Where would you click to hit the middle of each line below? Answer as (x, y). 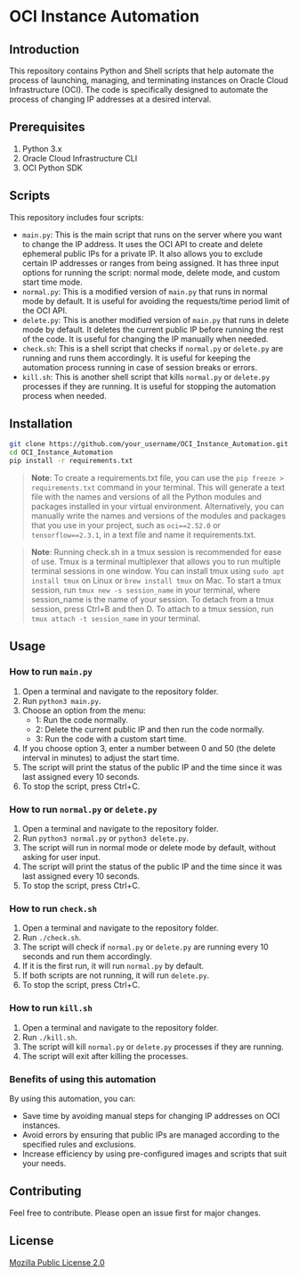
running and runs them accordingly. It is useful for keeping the (136, 358)
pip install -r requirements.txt (71, 461)
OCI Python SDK (52, 168)
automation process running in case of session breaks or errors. (140, 367)
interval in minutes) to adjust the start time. (101, 758)
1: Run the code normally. (82, 719)
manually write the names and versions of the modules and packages (158, 516)
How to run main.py (51, 672)
